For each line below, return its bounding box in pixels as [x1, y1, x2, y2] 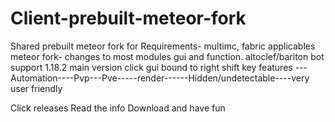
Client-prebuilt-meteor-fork [10, 7, 247, 30]
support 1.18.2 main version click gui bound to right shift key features [10, 61, 293, 73]
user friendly [10, 82, 63, 94]
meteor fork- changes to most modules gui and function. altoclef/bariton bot [10, 50, 325, 62]
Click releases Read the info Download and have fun [10, 102, 226, 114]
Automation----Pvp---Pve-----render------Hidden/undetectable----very [10, 72, 310, 84]
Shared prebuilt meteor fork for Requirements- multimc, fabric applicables [10, 40, 316, 52]
